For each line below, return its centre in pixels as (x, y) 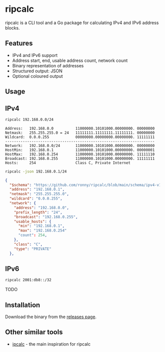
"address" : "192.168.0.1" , (37, 190)
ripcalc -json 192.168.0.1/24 (36, 171)
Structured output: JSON (37, 71)
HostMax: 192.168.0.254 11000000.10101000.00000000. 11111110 (80, 154)
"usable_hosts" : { (33, 221)
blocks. (13, 28)
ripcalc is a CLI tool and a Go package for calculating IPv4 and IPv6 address (82, 23)
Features (19, 44)
